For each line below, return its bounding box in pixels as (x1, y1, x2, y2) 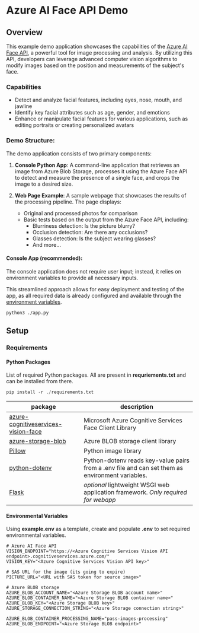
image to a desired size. (14, 180, 73, 187)
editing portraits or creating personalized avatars (14, 122, 134, 129)
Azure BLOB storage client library (84, 437, 176, 446)
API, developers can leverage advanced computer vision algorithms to (6, 56, 178, 62)
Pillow (9, 447, 26, 455)
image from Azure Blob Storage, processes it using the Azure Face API (14, 167, 188, 175)
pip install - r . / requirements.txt (6, 389, 94, 395)
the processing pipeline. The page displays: (14, 198, 121, 205)
